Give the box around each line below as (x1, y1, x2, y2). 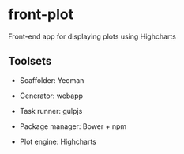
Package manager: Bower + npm (19, 121, 127, 131)
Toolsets (8, 54, 52, 68)
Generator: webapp (19, 91, 84, 100)
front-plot (8, 6, 74, 24)
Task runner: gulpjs (19, 106, 83, 115)
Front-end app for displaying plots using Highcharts (8, 32, 176, 41)
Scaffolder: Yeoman (19, 75, 84, 85)
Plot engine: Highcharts (19, 137, 96, 146)
